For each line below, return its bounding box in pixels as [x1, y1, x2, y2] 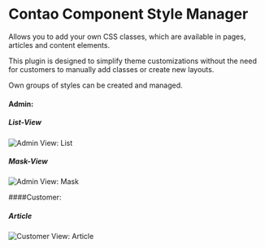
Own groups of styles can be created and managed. [8, 80, 183, 90]
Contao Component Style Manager [8, 5, 249, 24]
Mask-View [8, 156, 49, 166]
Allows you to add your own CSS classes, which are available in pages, [8, 32, 246, 41]
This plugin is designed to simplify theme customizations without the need [8, 56, 258, 66]
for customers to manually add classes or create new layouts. [8, 64, 215, 74]
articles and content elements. [8, 40, 111, 49]
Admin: [8, 99, 34, 109]
